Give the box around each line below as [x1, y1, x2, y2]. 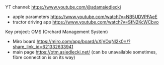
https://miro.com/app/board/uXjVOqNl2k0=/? [36, 38, 131, 44]
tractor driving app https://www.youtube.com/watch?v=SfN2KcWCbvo [12, 19, 159, 25]
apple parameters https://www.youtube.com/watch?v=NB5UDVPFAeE [12, 13, 157, 19]
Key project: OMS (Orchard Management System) [5, 28, 108, 34]
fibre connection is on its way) [12, 54, 75, 60]
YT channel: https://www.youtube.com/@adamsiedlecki [5, 4, 121, 10]
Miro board [12, 38, 36, 44]
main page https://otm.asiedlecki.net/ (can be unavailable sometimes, [12, 49, 157, 55]
